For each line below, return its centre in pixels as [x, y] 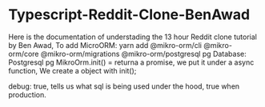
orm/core [24, 53]
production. [27, 94]
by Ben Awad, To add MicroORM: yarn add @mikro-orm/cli [105, 45]
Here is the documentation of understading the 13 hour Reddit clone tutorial [133, 37]
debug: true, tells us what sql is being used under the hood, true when [124, 86]
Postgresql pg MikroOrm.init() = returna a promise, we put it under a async [131, 62]
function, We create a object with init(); [72, 70]
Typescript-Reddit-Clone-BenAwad [129, 15]
